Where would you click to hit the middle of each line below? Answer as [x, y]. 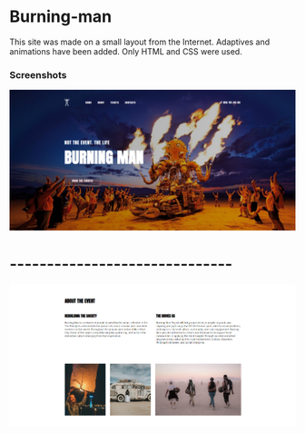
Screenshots [38, 74]
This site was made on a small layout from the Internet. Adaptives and [140, 42]
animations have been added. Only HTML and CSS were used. [126, 51]
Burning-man [61, 17]
